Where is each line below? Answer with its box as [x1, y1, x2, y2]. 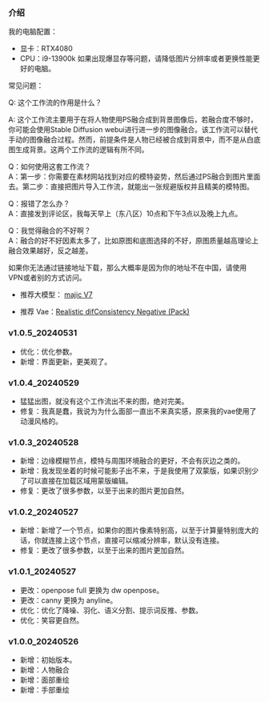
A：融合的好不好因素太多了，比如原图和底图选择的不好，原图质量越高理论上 [8, 236, 259, 246]
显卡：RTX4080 [19, 44, 74, 54]
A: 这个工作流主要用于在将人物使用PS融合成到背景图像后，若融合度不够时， [8, 114, 258, 125]
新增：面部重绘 [19, 675, 70, 685]
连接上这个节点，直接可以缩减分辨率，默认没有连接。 [47, 536, 224, 545]
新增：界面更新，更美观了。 [19, 356, 112, 366]
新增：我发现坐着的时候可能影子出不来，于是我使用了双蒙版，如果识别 [19, 466, 252, 475]
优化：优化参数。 [19, 347, 77, 356]
